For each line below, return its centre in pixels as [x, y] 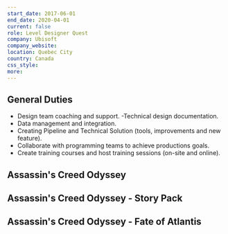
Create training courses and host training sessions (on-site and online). [119, 153]
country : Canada [30, 59]
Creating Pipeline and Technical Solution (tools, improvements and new [119, 131]
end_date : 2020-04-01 [38, 20]
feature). [29, 138]
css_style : [23, 65]
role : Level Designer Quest [48, 33]
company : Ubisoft [32, 39]
